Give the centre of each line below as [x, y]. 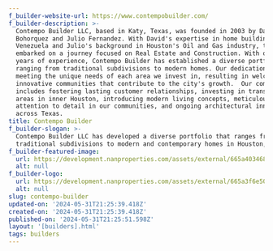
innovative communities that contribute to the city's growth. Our [134, 83]
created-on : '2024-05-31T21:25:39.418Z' [78, 211]
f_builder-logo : [36, 174]
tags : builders [34, 234]
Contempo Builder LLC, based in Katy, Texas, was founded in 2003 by [136, 31]
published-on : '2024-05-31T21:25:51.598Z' [81, 219]
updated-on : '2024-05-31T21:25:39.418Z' [78, 204]
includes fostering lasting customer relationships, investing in [130, 91]
